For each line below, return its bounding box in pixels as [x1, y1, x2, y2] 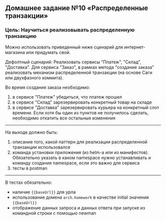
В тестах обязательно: [5, 179, 52, 185]
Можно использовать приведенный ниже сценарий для [5, 44, 124, 50]
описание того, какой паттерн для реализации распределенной [12, 139, 148, 145]
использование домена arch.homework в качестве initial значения [12, 194, 149, 200]
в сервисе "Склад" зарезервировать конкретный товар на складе [12, 99, 152, 105]
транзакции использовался [12, 144, 71, 150]
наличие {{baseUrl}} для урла [12, 189, 76, 195]
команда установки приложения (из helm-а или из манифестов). [12, 149, 149, 155]
